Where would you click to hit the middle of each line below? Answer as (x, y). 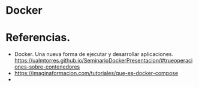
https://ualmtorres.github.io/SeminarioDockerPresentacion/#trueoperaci (103, 61)
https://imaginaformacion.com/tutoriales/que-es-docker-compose (96, 73)
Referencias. (38, 38)
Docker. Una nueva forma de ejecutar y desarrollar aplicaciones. (94, 54)
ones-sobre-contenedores (47, 67)
